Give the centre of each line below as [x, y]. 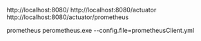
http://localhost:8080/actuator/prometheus [68, 17]
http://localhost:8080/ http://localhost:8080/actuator [82, 10]
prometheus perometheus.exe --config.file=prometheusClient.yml [100, 30]
